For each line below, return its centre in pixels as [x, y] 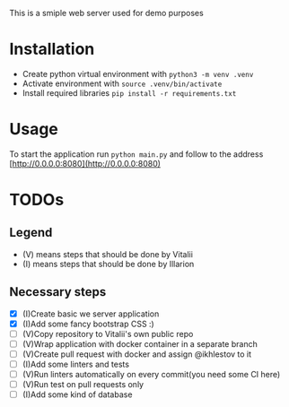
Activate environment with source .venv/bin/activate [122, 83]
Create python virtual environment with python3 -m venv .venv [138, 74]
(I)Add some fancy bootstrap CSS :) [88, 324]
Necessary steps [58, 292]
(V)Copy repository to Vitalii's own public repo [108, 333]
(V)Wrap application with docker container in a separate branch [140, 343]
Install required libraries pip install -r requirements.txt [129, 92]
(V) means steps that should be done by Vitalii [107, 254]
